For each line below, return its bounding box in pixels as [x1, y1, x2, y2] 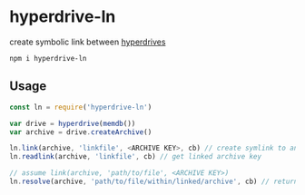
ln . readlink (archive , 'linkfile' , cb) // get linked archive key [9, 152, 261, 161]
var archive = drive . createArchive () [9, 127, 152, 137]
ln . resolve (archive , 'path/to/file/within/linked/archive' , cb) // [9, 177, 271, 186]
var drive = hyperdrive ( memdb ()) [9, 119, 136, 128]
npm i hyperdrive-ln [9, 54, 88, 63]
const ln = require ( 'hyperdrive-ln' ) [9, 102, 152, 112]
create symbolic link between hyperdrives [9, 36, 166, 47]
